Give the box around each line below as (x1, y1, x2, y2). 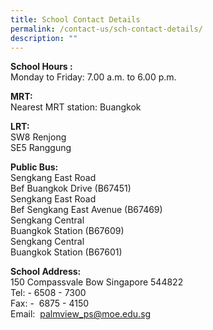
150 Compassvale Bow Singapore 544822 (10, 276, 184, 288)
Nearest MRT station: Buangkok (10, 101, 142, 113)
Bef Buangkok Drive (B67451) (10, 182, 132, 195)
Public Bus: (10, 161, 59, 173)
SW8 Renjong (10, 131, 67, 143)
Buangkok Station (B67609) (10, 225, 125, 237)
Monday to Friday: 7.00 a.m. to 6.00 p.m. (10, 71, 177, 83)
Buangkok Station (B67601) (10, 246, 123, 258)
